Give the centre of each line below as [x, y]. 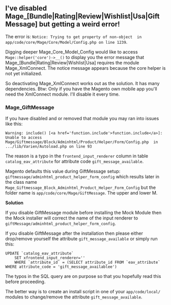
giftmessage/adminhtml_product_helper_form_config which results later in [82, 177]
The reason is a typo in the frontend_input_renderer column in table [77, 156]
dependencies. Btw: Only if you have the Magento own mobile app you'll [81, 89]
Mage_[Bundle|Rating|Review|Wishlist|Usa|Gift [82, 17]
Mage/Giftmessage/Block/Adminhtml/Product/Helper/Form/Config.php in [82, 142]
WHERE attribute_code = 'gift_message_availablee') [61, 267]
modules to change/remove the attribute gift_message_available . [74, 297]
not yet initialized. [24, 73]
